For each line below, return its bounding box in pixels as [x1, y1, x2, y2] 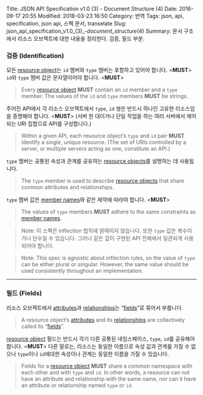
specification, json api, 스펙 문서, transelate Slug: [6, 20, 127, 27]
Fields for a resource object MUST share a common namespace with [21, 362, 193, 370]
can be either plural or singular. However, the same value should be [21, 261, 189, 268]
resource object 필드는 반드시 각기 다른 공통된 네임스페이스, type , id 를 [6, 335, 174, 342]
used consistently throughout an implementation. [21, 267, 144, 275]
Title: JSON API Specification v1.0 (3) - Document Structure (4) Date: [6, 5, 178, 12]
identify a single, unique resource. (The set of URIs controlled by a [21, 139, 187, 146]
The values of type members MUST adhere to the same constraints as [21, 208, 196, 215]
